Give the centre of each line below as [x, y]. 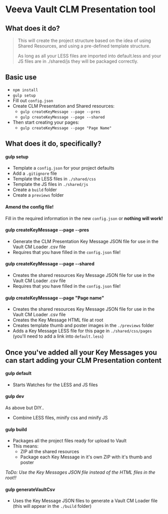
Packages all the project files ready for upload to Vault [69, 441]
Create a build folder [35, 190]
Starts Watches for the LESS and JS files [55, 385]
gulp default [18, 373]
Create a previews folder [38, 195]
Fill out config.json [33, 100]
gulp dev [15, 396]
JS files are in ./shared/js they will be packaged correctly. [78, 61]
